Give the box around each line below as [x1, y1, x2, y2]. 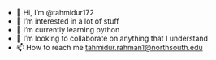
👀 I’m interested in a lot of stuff [15, 16, 119, 26]
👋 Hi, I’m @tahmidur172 [15, 8, 95, 17]
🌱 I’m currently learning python [15, 25, 120, 34]
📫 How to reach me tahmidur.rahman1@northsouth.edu [15, 43, 203, 52]
